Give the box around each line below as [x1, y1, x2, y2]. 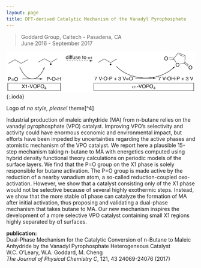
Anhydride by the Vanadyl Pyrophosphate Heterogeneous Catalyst [6, 242, 171, 249]
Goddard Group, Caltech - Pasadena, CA [20, 33, 122, 40]
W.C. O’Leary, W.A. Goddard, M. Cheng [6, 249, 103, 256]
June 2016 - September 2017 [20, 40, 93, 47]
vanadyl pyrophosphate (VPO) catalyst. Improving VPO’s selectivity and [6, 122, 184, 130]
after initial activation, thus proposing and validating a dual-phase [6, 198, 168, 206]
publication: [6, 230, 37, 237]
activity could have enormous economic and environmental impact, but [6, 129, 182, 136]
